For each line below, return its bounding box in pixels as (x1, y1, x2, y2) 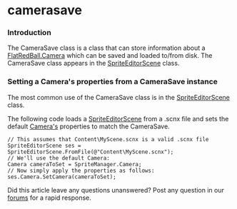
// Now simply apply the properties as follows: (7, 167, 155, 174)
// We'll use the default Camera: (7, 154, 111, 162)
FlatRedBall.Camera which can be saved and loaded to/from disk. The (7, 51, 213, 60)
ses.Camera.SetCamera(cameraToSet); (7, 173, 116, 180)
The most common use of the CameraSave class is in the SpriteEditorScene (7, 93, 230, 101)
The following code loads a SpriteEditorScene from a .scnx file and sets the (7, 114, 229, 123)
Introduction (7, 28, 51, 38)
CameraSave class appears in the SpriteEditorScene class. (7, 59, 180, 68)
